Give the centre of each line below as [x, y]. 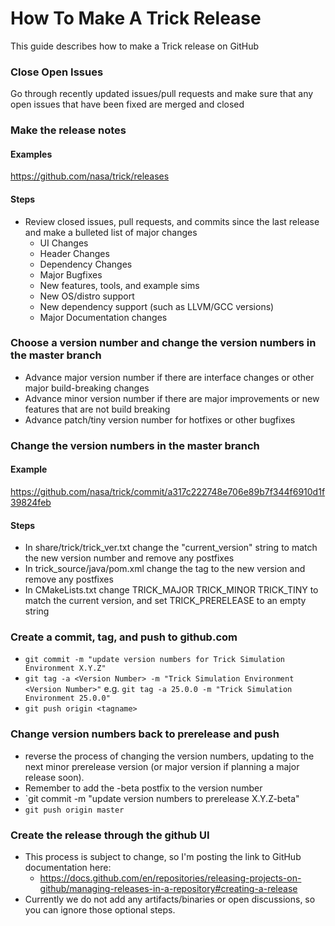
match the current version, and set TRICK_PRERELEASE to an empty [165, 601]
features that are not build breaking [97, 409]
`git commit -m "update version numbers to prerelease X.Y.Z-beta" [162, 798]
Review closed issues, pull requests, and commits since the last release [172, 221]
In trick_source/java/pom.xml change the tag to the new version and [165, 569]
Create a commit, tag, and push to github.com [124, 637]
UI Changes [64, 243]
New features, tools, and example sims [119, 285]
